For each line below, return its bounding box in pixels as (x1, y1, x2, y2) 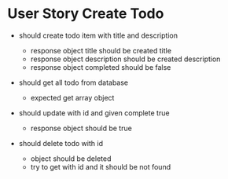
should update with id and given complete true (18, 108, 170, 118)
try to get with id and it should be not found (30, 162, 171, 171)
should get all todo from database (18, 78, 129, 87)
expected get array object (30, 93, 115, 102)
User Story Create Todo (7, 5, 164, 23)
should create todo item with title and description (18, 31, 178, 40)
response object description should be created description (30, 54, 221, 64)
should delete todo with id (18, 138, 104, 148)
